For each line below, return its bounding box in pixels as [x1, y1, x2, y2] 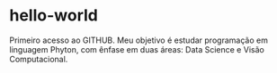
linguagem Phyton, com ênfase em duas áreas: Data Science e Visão [9, 44, 265, 54]
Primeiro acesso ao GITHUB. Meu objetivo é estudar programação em [9, 35, 268, 45]
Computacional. [9, 53, 68, 64]
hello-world [9, 5, 99, 26]
